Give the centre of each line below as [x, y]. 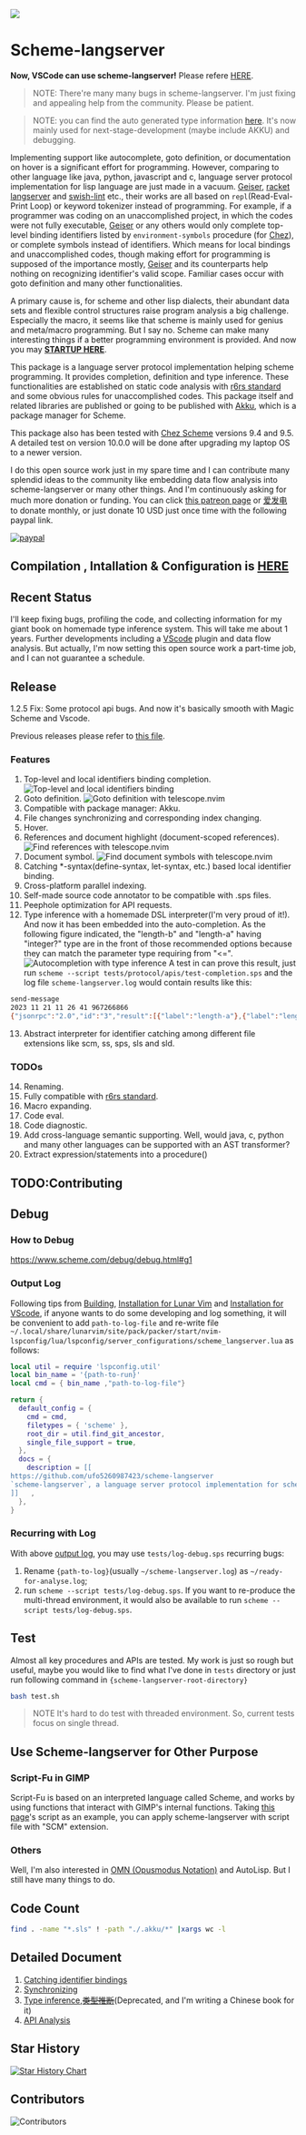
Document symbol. [59, 857]
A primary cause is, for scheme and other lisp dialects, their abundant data [150, 301]
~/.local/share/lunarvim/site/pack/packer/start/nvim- [116, 1331]
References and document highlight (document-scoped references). [151, 837]
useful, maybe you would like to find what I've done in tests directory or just [153, 1670]
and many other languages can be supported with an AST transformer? [157, 1145]
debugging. [54, 139]
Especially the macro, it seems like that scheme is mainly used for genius [147, 320]
